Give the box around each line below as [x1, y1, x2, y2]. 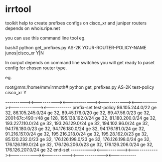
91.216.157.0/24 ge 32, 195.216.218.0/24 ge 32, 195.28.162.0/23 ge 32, [5, 131, 149, 137]
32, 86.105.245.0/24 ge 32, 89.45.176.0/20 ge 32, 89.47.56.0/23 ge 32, [5, 110, 151, 116]
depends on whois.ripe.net [5, 25, 60, 31]
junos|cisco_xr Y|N [5, 50, 44, 56]
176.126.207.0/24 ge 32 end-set [5, 147, 70, 153]
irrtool [5, 3, 31, 15]
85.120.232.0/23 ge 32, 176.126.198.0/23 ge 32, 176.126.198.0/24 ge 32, [5, 136, 151, 142]
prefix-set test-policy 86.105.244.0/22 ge [72, 104, 157, 110]
